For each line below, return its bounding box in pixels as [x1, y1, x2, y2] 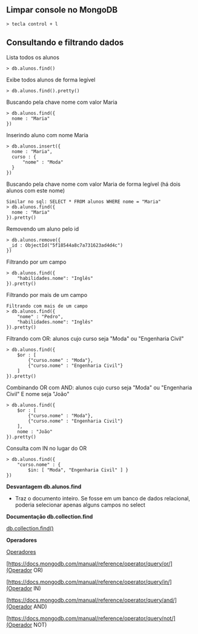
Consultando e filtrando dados [6, 38, 124, 48]
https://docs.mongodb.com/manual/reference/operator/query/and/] [8, 596, 177, 604]
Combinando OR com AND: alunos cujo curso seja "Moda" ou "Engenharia [6, 384, 193, 391]
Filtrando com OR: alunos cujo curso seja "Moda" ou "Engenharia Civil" [6, 335, 184, 342]
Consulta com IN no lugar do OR [6, 445, 87, 452]
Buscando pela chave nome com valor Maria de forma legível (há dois [6, 180, 180, 188]
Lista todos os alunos [6, 53, 59, 61]
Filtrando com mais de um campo [6, 303, 88, 309]
